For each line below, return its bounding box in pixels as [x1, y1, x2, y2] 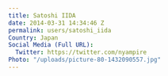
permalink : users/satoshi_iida [8, 26, 112, 34]
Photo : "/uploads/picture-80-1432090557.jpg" [8, 56, 161, 64]
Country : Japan [8, 33, 59, 42]
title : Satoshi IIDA [8, 11, 77, 20]
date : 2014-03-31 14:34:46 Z [8, 19, 105, 27]
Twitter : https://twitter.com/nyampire [15, 48, 147, 56]
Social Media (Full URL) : [8, 41, 94, 49]
